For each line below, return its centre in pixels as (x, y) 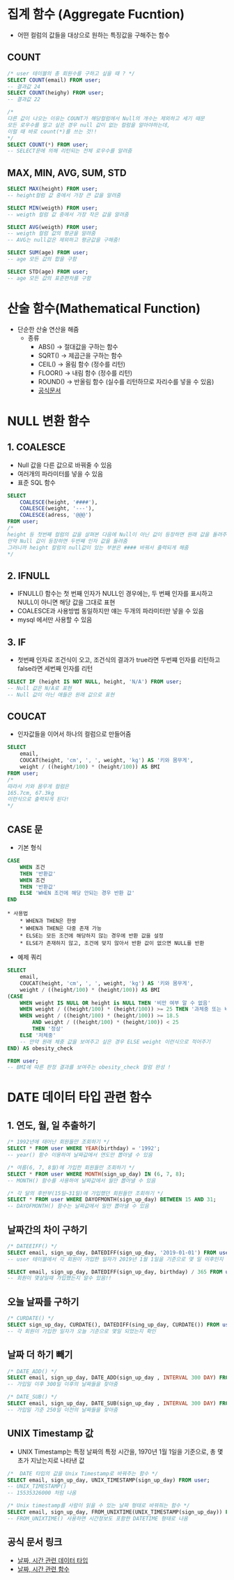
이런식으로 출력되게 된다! (38, 799)
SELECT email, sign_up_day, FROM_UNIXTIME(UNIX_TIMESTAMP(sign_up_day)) (115, 1512)
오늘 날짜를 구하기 (43, 1302)
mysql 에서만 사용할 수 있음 (55, 620)
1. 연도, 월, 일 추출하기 (52, 1125)
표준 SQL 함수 (36, 482)
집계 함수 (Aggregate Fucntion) (96, 14)
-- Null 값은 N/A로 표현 (39, 688)
